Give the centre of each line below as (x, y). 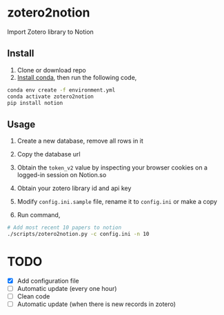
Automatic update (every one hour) (67, 288)
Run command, (39, 215)
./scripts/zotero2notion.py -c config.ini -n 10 (78, 234)
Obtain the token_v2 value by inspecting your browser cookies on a (112, 167)
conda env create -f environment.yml (61, 90)
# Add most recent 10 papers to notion (64, 228)
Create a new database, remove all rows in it (80, 141)
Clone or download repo (51, 70)
